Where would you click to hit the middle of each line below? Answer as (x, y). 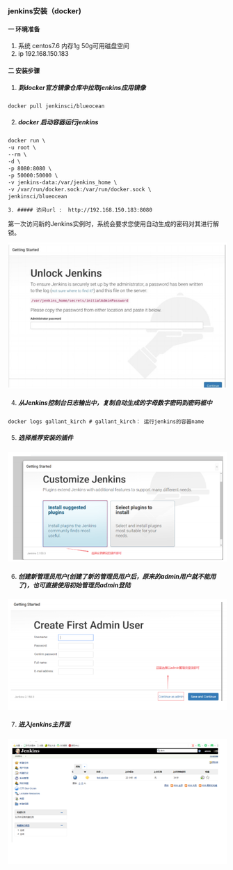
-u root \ (22, 147)
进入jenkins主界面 (44, 725)
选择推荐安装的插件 (46, 438)
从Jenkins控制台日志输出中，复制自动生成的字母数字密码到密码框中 (115, 403)
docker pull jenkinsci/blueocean (56, 106)
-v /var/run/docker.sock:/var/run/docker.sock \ (80, 189)
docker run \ (27, 140)
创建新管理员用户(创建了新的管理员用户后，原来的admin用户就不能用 (117, 577)
